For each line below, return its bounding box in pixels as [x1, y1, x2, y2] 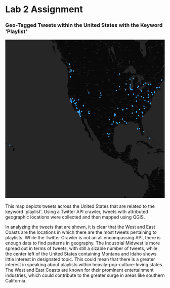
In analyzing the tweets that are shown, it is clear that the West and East [5, 224, 155, 230]
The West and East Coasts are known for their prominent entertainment [5, 267, 154, 273]
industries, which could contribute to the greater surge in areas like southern [5, 272, 165, 278]
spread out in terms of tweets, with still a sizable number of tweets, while [5, 245, 158, 251]
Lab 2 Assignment [5, 4, 83, 15]
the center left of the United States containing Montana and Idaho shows [5, 251, 157, 257]
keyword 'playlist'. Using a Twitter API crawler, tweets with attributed [5, 209, 148, 215]
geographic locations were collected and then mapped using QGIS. [5, 214, 145, 220]
